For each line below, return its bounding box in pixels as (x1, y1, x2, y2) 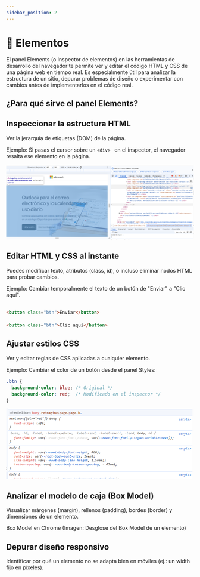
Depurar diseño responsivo (6, 542, 110, 552)
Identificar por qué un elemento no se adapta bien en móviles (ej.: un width (6, 557, 190, 564)
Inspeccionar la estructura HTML (6, 119, 131, 129)
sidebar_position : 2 (6, 10, 58, 16)
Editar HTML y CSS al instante (6, 251, 120, 261)
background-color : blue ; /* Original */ (11, 385, 113, 391)
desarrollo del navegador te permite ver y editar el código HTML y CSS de (6, 62, 188, 69)
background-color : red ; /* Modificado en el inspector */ (11, 391, 161, 397)
